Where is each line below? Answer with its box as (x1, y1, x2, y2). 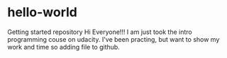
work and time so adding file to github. (7, 42, 121, 51)
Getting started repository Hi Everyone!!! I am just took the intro (7, 28, 193, 36)
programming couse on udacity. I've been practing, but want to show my (7, 35, 220, 43)
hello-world (7, 4, 78, 21)
